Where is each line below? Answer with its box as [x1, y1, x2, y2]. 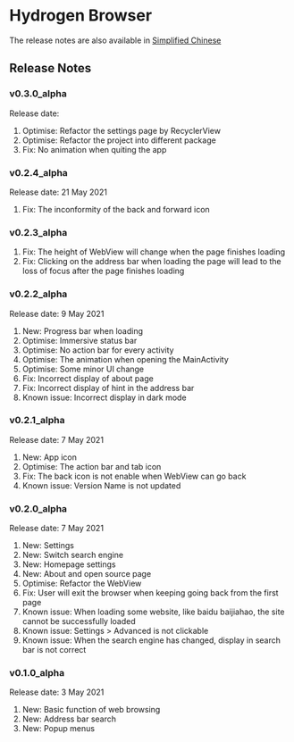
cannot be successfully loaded [21, 616, 136, 627]
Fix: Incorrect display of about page [21, 372, 154, 384]
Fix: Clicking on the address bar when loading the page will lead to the [21, 256, 281, 267]
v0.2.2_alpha [9, 288, 68, 300]
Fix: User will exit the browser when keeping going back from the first [21, 588, 279, 598]
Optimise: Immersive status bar [21, 335, 138, 346]
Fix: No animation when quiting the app [21, 144, 167, 154]
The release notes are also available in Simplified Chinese [9, 35, 222, 46]
